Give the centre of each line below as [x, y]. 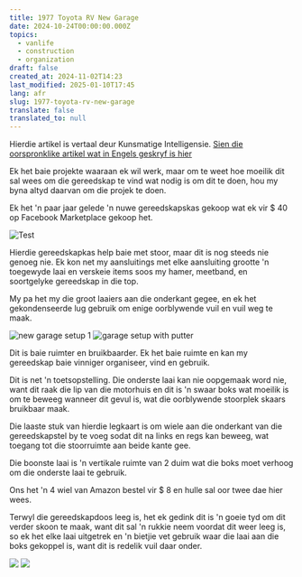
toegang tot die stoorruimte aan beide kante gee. [100, 446]
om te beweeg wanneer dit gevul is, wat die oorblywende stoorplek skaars [147, 399]
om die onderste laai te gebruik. [69, 473]
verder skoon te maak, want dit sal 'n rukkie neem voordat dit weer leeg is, [148, 527]
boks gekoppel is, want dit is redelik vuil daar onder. [106, 546]
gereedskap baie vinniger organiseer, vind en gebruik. [110, 363]
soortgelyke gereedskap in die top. [74, 282]
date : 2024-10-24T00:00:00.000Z [70, 26]
